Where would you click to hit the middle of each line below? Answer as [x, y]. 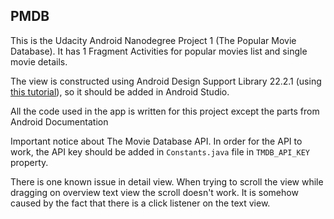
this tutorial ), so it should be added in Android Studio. [120, 91]
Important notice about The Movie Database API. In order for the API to [156, 141]
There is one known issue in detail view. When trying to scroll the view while [167, 181]
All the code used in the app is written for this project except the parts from [165, 111]
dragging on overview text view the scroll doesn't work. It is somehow [154, 192]
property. [29, 162]
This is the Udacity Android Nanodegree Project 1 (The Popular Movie [153, 40]
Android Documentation [59, 121]
